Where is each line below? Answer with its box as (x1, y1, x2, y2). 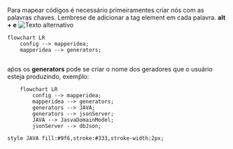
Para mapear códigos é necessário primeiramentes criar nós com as (7, 6, 204, 14)
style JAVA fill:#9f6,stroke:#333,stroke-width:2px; (7, 135, 164, 142)
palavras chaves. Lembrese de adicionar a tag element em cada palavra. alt (7, 13, 226, 22)
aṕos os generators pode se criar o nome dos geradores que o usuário (7, 65, 213, 73)
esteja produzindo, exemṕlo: (7, 73, 90, 80)
